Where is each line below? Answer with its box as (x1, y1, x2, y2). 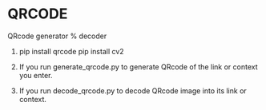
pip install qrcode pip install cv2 (18, 46, 125, 56)
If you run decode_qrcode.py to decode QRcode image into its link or (18, 85, 248, 96)
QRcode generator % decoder (7, 31, 107, 41)
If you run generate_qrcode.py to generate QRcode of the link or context (18, 61, 258, 72)
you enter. (18, 70, 53, 80)
